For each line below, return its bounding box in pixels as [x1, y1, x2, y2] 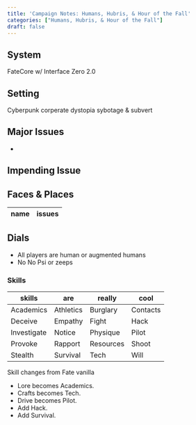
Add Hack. [17, 404, 48, 412]
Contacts [131, 305, 161, 315]
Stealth [10, 351, 34, 360]
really [97, 294, 117, 303]
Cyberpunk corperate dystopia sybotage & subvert [7, 106, 153, 114]
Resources [89, 339, 125, 348]
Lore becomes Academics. [17, 382, 95, 390]
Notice [54, 328, 76, 337]
